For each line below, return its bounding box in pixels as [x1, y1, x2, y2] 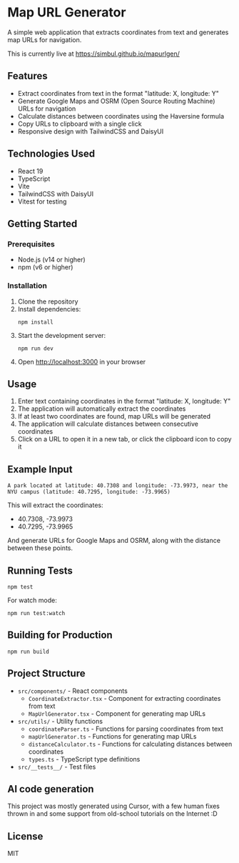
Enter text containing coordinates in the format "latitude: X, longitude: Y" [17, 397, 231, 406]
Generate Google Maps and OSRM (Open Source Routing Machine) [17, 96, 215, 105]
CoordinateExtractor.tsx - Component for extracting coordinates [28, 694, 221, 702]
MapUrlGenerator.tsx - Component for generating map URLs [28, 709, 205, 718]
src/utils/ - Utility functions [17, 717, 103, 725]
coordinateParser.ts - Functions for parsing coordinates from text [28, 724, 223, 733]
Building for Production [7, 629, 113, 642]
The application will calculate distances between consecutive [17, 419, 198, 429]
